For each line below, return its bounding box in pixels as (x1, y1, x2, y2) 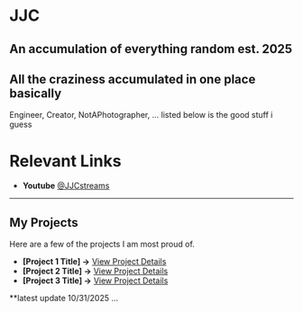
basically (9, 85, 62, 101)
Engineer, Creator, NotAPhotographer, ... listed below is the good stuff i (9, 110, 273, 120)
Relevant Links (9, 150, 122, 171)
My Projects (9, 215, 78, 230)
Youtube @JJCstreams (22, 181, 110, 192)
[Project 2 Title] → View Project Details (22, 266, 169, 277)
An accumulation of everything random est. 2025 (9, 41, 293, 57)
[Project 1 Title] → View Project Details (22, 256, 167, 267)
